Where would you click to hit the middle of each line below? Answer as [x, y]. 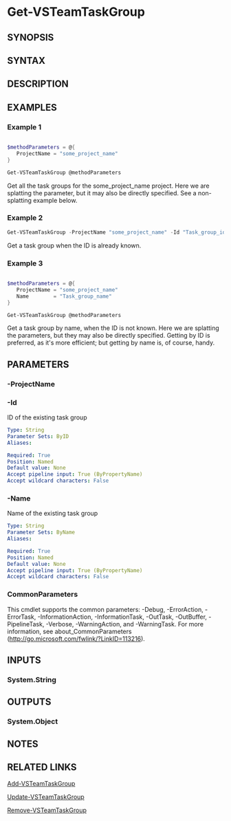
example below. [55, 200]
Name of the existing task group [53, 514]
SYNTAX [26, 60]
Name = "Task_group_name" [64, 296]
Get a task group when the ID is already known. [74, 245]
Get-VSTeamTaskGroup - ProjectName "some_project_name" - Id [93, 232]
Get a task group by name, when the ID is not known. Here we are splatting [113, 328]
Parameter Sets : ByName [41, 533]
